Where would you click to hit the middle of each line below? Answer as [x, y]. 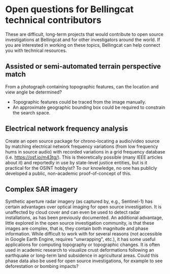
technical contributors [53, 20]
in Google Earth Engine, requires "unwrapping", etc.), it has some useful [80, 239]
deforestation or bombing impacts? [42, 266]
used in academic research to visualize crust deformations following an [80, 250]
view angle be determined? [34, 92]
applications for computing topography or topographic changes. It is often [83, 245]
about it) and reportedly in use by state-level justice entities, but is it [76, 162]
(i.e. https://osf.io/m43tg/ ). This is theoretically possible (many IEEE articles [84, 157]
